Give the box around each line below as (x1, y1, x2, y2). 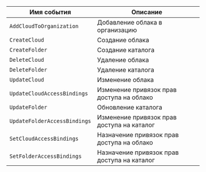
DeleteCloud (9, 56, 45, 63)
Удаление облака (97, 56, 149, 64)
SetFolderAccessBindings (9, 153, 82, 160)
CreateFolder (9, 47, 48, 53)
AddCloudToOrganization (9, 23, 79, 29)
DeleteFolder (9, 67, 48, 73)
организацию (97, 26, 137, 34)
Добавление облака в (97, 18, 162, 26)
